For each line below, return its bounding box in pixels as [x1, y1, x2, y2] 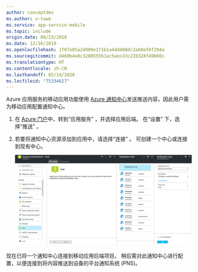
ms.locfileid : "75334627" [6, 78, 70, 84]
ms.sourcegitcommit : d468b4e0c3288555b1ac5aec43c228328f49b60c [6, 53, 165, 59]
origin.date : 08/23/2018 [6, 34, 67, 41]
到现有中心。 [14, 143, 46, 150]
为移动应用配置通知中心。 [6, 103, 68, 110]
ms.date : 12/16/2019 [6, 41, 57, 47]
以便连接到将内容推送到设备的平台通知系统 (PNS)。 [16, 260, 141, 267]
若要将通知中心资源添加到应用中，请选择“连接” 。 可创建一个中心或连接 [14, 136, 188, 143]
